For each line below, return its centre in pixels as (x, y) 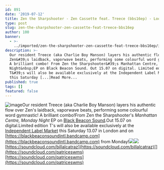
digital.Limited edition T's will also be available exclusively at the (70, 126)
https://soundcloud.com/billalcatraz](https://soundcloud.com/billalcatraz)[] (82, 147)
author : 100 (17, 32)
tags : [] (14, 86)
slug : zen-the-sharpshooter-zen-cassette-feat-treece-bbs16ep (70, 28)
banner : (13, 37)
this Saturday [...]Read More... (43, 77)
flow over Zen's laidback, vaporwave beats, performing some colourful (76, 110)
